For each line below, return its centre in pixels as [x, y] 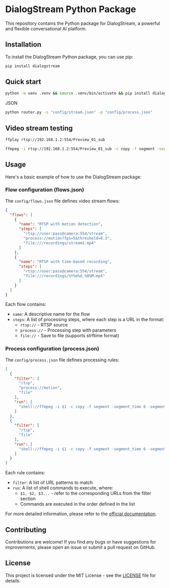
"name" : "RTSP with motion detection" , [60, 224]
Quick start [23, 82]
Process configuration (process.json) [52, 349]
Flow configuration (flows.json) [45, 190]
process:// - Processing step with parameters [68, 330]
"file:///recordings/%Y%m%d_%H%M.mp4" [64, 276]
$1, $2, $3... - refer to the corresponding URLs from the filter [86, 493]
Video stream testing [39, 128]
